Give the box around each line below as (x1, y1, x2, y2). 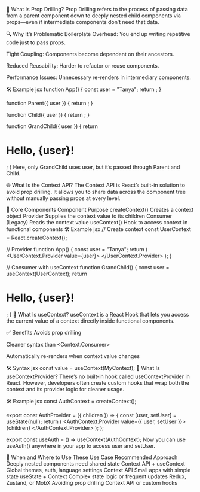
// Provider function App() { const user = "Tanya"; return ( (6, 245, 148, 253)
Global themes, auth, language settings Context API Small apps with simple (6, 466, 191, 473)
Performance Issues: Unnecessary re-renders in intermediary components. (6, 74, 191, 81)
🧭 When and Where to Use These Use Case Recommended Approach (6, 454, 178, 461)
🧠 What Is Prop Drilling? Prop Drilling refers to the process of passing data (6, 6, 188, 13)
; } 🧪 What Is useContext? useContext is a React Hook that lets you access (6, 311, 189, 318)
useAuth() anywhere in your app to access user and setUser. (6, 442, 155, 449)
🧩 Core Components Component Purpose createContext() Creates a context (6, 206, 194, 213)
